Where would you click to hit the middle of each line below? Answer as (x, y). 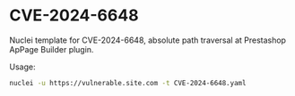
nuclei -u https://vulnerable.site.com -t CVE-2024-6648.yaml (128, 83)
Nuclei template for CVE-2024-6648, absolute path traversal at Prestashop (148, 40)
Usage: (22, 67)
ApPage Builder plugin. (52, 49)
